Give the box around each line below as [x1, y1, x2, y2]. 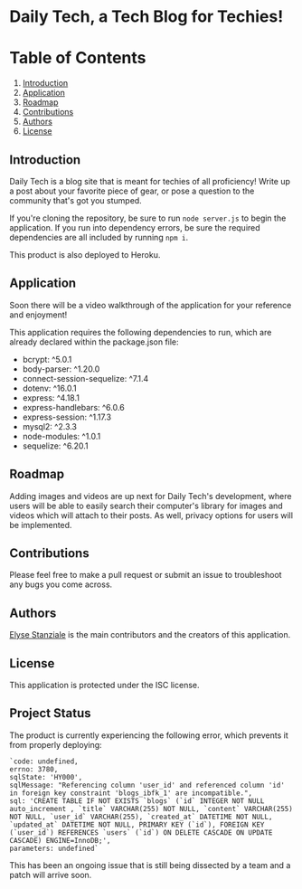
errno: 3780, [9, 764, 59, 774]
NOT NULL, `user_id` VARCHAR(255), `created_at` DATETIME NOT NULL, [9, 812, 273, 821]
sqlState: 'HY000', [9, 772, 83, 781]
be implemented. [9, 519, 72, 530]
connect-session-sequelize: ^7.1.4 [22, 373, 149, 383]
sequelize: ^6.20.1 [22, 440, 89, 451]
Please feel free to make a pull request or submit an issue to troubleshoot [9, 570, 282, 581]
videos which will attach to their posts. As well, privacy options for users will [9, 509, 294, 521]
